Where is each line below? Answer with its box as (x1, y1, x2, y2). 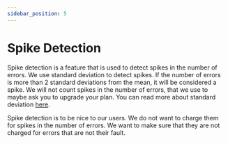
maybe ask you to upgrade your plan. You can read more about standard (7, 93, 216, 101)
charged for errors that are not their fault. (7, 128, 126, 136)
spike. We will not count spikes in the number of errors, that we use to (7, 85, 208, 94)
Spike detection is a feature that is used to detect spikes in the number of (7, 63, 218, 72)
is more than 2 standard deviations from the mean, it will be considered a (7, 78, 217, 86)
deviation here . (7, 100, 50, 109)
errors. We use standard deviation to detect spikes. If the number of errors (7, 70, 221, 79)
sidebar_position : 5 (7, 10, 68, 17)
